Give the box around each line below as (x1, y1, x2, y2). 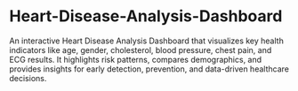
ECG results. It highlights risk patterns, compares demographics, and (9, 54, 262, 64)
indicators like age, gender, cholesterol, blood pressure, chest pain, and (9, 44, 272, 55)
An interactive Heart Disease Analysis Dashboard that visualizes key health (9, 35, 285, 46)
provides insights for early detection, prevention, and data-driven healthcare (9, 64, 289, 74)
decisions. (9, 72, 47, 83)
